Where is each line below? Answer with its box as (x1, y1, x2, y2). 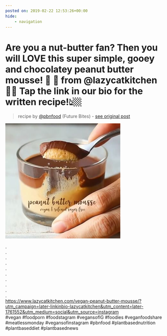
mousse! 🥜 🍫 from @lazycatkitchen (5, 74, 157, 86)
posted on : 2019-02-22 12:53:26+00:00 (5, 8, 88, 13)
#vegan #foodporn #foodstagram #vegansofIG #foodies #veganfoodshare (5, 315, 162, 321)
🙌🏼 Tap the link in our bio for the (5, 85, 143, 97)
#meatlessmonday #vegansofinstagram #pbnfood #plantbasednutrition (5, 320, 156, 326)
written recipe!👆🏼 (5, 96, 82, 107)
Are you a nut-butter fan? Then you (5, 41, 158, 53)
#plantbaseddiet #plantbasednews (5, 325, 79, 331)
